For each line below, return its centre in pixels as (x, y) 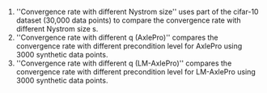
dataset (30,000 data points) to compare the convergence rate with (128, 20)
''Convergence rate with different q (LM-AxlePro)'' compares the (124, 63)
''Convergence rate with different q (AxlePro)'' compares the (117, 37)
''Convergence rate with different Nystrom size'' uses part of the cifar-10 (137, 12)
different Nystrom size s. (57, 29)
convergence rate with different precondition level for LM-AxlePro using (136, 72)
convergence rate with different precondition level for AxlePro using (129, 46)
